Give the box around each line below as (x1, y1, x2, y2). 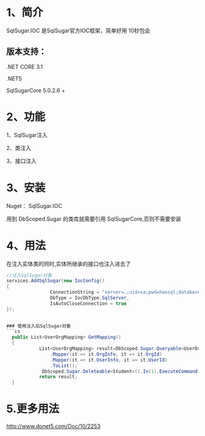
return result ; (38, 374, 78, 380)
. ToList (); (49, 362, 78, 369)
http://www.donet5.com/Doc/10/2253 (6, 423, 101, 430)
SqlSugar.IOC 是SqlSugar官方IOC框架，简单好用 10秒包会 (6, 27, 151, 34)
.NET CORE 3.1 (6, 63, 43, 70)
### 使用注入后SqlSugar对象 (6, 323, 71, 329)
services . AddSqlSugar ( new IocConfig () (6, 278, 105, 284)
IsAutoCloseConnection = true (49, 300, 127, 307)
